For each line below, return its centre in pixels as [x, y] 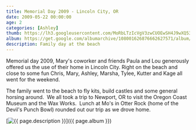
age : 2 [14, 22]
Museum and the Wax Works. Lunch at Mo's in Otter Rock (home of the [92, 103]
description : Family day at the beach [53, 45]
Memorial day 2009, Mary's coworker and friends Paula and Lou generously [98, 61]
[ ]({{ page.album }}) [59, 121]
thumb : [14, 33]
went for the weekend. [33, 79]
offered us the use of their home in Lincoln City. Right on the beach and [92, 67]
